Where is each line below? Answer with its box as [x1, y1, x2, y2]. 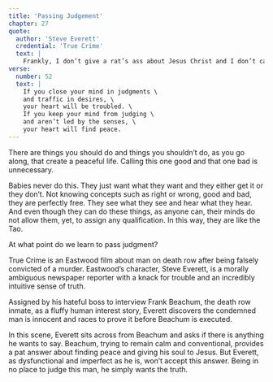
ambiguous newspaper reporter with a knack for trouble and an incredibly [8, 272, 256, 282]
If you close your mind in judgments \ [23, 87, 158, 96]
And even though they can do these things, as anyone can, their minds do [8, 206, 256, 216]
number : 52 [15, 72, 53, 80]
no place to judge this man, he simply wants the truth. [8, 364, 188, 374]
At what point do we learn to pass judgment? [8, 239, 158, 249]
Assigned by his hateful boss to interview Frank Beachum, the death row [8, 297, 251, 306]
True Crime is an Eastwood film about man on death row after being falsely [8, 255, 259, 265]
